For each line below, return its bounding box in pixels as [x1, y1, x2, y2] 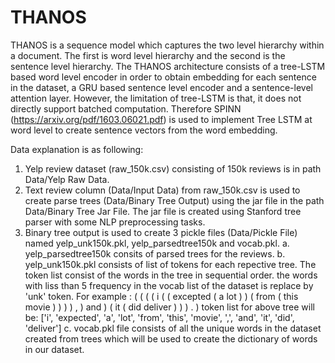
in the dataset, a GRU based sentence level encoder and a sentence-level [10, 81, 313, 93]
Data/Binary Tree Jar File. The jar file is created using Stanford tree [24, 205, 302, 217]
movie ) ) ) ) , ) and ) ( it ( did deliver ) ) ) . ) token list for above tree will [24, 301, 315, 313]
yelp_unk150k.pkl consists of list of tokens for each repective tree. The [24, 258, 317, 270]
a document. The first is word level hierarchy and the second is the [10, 49, 286, 61]
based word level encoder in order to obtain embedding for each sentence [10, 71, 317, 83]
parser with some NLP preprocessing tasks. [24, 216, 206, 228]
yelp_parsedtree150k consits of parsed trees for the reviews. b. [24, 247, 286, 260]
